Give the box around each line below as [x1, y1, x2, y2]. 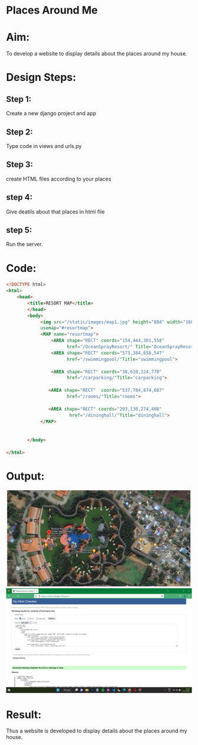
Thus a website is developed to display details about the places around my [6, 727, 187, 734]
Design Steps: [6, 71, 77, 84]
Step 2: [6, 127, 34, 137]
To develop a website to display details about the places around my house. [6, 50, 187, 57]
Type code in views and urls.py [6, 142, 82, 149]
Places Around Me [6, 4, 98, 17]
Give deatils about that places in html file [6, 208, 105, 215]
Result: [6, 708, 42, 721]
